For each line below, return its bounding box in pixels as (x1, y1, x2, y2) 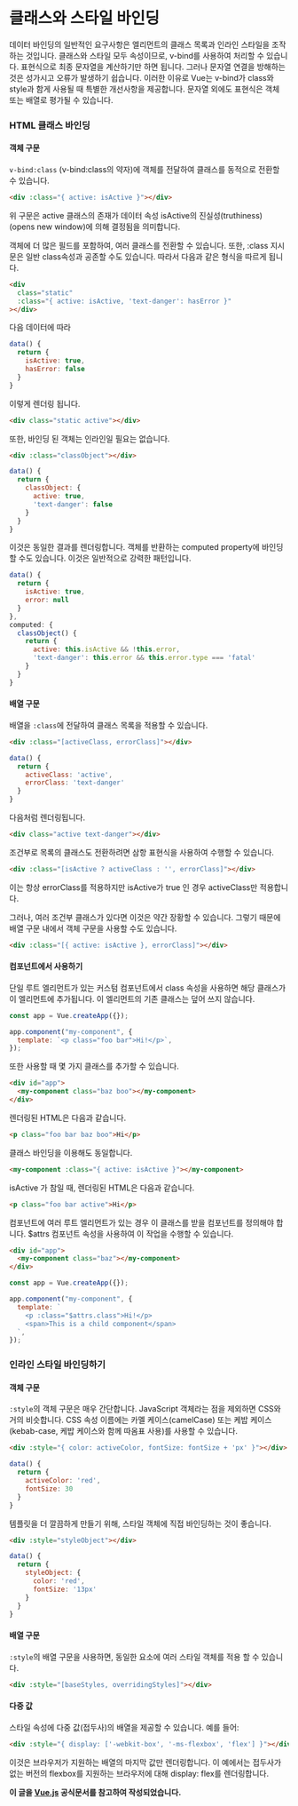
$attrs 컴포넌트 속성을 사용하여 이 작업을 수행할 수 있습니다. (27, 1228, 234, 1239)
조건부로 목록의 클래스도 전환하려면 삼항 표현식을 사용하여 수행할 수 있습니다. (9, 847, 275, 857)
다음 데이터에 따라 (9, 322, 71, 333)
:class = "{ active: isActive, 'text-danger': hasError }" (17, 297, 232, 306)
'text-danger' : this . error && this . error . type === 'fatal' (32, 654, 256, 663)
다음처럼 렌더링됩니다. (9, 812, 86, 823)
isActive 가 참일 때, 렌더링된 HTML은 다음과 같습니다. (9, 1182, 195, 1193)
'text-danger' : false (32, 499, 114, 509)
